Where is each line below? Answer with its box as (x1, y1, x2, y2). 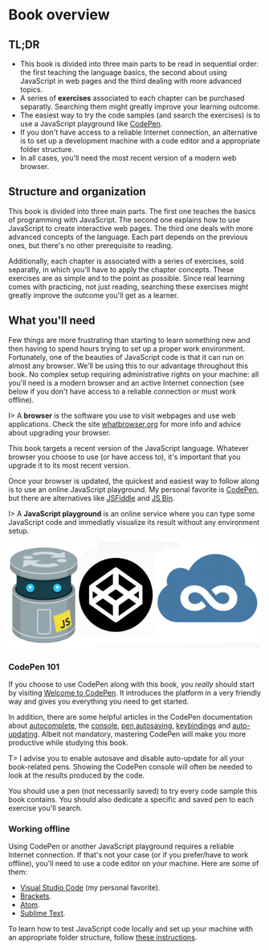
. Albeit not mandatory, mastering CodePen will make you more (37, 729, 247, 739)
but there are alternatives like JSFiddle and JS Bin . (8, 493, 175, 502)
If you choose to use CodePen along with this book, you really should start (8, 679, 255, 689)
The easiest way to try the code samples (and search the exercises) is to (19, 110, 261, 120)
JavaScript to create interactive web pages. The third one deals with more (8, 223, 254, 233)
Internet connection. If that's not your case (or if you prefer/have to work (8, 850, 249, 860)
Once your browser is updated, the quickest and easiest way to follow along (8, 476, 259, 485)
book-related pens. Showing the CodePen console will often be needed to (8, 762, 253, 772)
